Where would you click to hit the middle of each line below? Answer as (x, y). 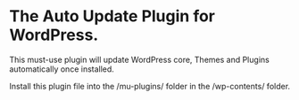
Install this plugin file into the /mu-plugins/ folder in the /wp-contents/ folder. (150, 86)
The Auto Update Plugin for (112, 16)
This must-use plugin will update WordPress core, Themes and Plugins (139, 59)
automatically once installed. (62, 69)
